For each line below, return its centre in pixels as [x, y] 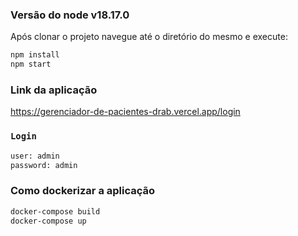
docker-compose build [55, 211]
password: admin [44, 165]
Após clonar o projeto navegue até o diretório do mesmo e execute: [149, 37]
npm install [35, 55]
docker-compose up [48, 221]
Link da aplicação [54, 90]
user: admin [35, 156]
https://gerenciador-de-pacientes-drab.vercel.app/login [125, 112]
